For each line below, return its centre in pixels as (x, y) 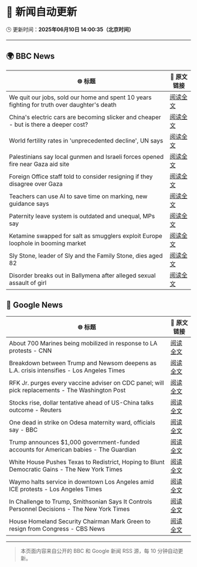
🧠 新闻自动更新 (42, 12)
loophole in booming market (47, 243)
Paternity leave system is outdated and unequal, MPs (82, 216)
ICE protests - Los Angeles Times (56, 489)
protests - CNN (30, 351)
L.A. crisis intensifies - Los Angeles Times (67, 370)
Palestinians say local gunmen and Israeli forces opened (86, 157)
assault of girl (28, 283)
